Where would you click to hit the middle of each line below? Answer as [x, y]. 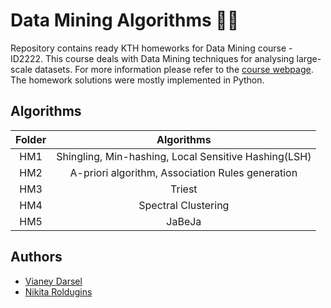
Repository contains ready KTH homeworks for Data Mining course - [151, 48]
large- [309, 58]
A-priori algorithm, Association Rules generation [183, 172]
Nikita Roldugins [58, 291]
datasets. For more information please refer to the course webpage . [174, 69]
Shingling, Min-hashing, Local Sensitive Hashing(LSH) [184, 156]
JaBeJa [184, 221]
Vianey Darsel [53, 281]
